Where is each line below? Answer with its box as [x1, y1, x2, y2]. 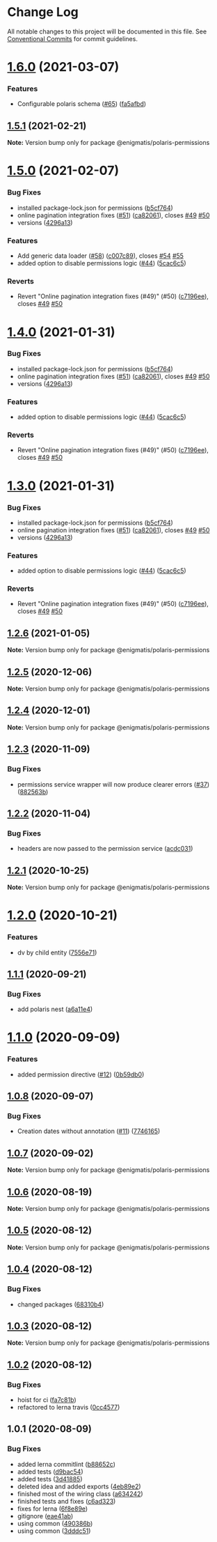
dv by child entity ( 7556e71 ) [17, 948, 97, 957]
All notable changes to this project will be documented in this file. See [7, 27, 207, 36]
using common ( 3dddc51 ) [17, 1527, 91, 1535]
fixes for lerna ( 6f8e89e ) [17, 1504, 88, 1513]
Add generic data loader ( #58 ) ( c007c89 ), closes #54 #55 [17, 252, 184, 260]
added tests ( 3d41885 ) [17, 1474, 83, 1483]
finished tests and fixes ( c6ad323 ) [17, 1497, 116, 1505]
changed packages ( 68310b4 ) [17, 1300, 104, 1309]
